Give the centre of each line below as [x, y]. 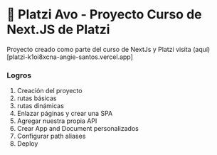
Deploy [27, 144]
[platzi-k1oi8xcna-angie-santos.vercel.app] [70, 57]
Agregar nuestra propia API [57, 121]
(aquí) [201, 49]
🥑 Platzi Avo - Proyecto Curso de [104, 15]
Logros [19, 75]
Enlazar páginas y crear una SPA [65, 114]
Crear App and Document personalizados [78, 129]
